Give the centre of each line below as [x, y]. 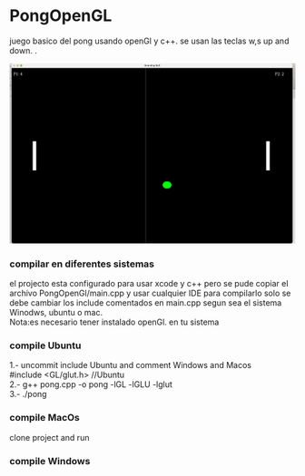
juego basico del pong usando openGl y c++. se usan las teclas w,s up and [149, 41]
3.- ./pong [28, 394]
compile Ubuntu [45, 345]
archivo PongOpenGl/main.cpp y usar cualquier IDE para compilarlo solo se [150, 293]
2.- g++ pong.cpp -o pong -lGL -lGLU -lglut [91, 384]
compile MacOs [44, 418]
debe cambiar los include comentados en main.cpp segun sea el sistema [146, 303]
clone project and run [49, 437]
